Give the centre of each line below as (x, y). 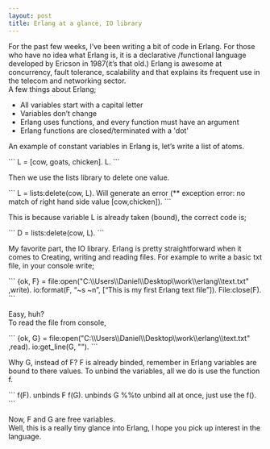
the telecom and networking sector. (67, 81)
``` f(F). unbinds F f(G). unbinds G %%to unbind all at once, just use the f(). (132, 395)
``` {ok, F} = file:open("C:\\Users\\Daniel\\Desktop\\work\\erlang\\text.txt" (129, 281)
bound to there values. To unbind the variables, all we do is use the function (134, 371)
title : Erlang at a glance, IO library (75, 23)
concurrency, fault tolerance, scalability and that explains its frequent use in (134, 72)
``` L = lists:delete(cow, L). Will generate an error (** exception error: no (127, 193)
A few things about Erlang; (52, 89)
